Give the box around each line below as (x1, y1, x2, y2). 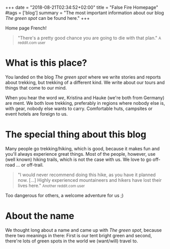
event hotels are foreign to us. (5, 110, 68, 117)
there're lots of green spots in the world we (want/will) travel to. (5, 238, 139, 244)
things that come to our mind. (5, 85, 67, 91)
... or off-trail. (16, 161, 44, 168)
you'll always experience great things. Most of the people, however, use (5, 151, 156, 157)
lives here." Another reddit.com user (17, 182, 85, 188)
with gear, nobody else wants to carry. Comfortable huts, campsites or (5, 105, 153, 112)
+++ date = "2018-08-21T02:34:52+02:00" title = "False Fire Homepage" (5, 5, 158, 10)
